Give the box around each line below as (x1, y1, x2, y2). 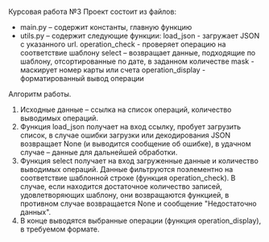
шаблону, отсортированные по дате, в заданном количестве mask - (19, 56, 255, 66)
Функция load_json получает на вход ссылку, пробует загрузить (19, 122, 242, 131)
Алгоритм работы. (8, 89, 72, 99)
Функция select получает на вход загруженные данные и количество (19, 156, 259, 166)
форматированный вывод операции (19, 74, 145, 83)
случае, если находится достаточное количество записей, (19, 182, 223, 191)
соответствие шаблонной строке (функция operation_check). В (19, 173, 236, 183)
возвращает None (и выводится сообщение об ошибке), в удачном (19, 139, 251, 148)
